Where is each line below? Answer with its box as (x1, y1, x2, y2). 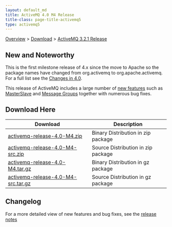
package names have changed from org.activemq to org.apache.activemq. (5, 70, 163, 76)
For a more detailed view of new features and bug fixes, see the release (5, 211, 157, 217)
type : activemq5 (5, 22, 40, 27)
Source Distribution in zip (92, 144, 153, 151)
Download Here (5, 106, 56, 114)
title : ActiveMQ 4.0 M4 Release (5, 12, 74, 17)
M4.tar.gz (8, 165, 32, 172)
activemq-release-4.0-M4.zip (8, 132, 83, 139)
